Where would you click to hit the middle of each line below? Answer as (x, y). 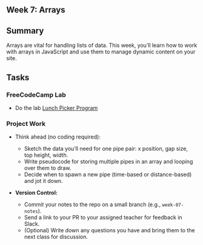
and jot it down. (43, 181)
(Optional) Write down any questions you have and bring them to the (109, 230)
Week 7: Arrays (36, 10)
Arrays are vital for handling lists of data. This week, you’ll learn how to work (102, 46)
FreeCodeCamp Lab (36, 95)
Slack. (32, 224)
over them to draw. (48, 168)
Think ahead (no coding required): (58, 137)
